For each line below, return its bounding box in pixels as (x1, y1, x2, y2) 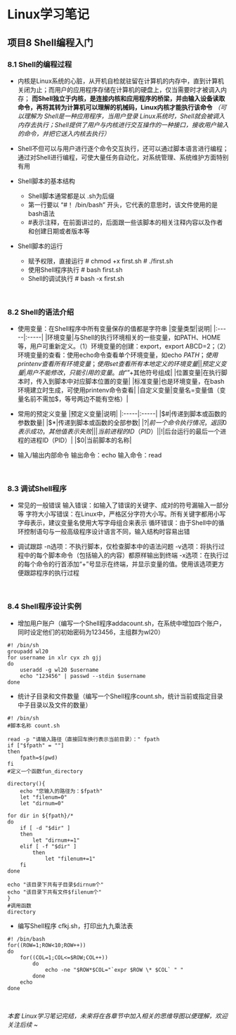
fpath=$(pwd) (20, 754, 58, 761)
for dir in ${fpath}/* (7, 812, 74, 819)
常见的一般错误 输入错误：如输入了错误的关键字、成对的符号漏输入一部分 (17, 501, 229, 509)
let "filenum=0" (20, 793, 68, 801)
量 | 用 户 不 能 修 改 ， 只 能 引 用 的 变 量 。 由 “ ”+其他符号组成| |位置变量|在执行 (17, 368, 222, 377)
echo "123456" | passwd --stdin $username (20, 672, 146, 679)
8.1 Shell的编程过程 (7, 59, 72, 69)
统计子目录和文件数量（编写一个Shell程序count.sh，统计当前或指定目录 (17, 691, 223, 700)
